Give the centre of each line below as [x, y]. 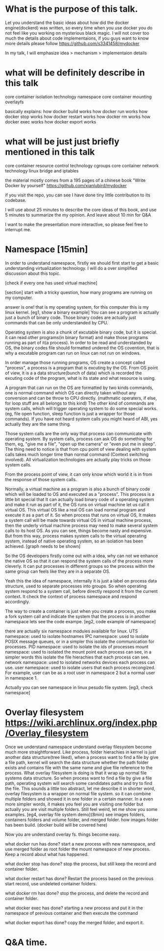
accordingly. [18, 602]
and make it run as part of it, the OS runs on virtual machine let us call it [77, 504]
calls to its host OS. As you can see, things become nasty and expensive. [79, 531]
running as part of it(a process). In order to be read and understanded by [79, 342]
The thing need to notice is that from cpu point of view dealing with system [81, 449]
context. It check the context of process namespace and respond [71, 596]
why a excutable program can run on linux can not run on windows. [73, 353]
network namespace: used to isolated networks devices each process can [80, 662]
